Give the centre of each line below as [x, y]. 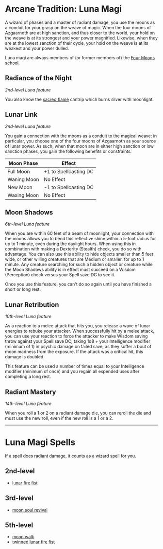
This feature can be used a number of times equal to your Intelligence [75, 366]
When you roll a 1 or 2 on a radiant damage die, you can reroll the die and [78, 413]
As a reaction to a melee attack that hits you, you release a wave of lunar [78, 326]
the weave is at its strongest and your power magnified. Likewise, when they [81, 38]
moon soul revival [30, 510]
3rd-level [19, 498]
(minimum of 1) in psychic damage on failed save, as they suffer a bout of [78, 347]
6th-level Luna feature [27, 224]
